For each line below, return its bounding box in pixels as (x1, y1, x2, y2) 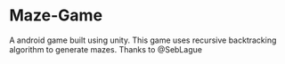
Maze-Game (9, 5, 103, 26)
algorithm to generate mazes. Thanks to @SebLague (9, 44, 203, 54)
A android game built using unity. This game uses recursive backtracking (9, 35, 277, 45)
